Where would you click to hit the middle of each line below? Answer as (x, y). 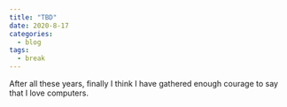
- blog (29, 42)
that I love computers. (49, 93)
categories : (31, 34)
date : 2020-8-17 (39, 26)
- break (31, 58)
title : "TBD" (33, 17)
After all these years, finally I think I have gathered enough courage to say (144, 84)
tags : (19, 50)
